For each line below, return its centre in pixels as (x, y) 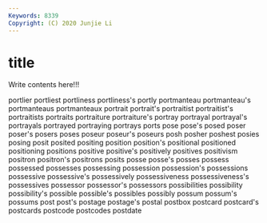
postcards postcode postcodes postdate (75, 211)
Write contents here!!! (44, 85)
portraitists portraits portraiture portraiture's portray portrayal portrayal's (128, 117)
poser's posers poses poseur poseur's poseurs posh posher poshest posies (134, 134)
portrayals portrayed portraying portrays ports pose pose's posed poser (127, 125)
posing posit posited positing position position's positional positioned (122, 143)
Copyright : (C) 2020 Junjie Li (60, 23)
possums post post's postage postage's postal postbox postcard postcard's (134, 202)
